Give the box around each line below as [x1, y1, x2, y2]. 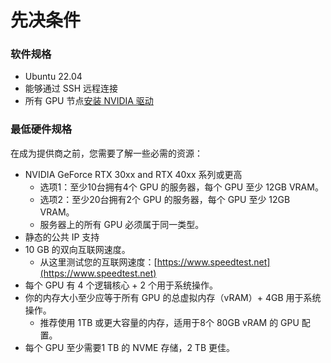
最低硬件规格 [10, 122, 73, 136]
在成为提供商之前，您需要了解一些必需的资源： [10, 147, 203, 159]
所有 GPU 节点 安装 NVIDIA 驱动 [24, 95, 154, 107]
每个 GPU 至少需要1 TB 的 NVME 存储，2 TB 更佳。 [24, 341, 235, 353]
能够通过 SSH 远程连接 [24, 82, 119, 95]
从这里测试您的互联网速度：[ [39, 256, 158, 268]
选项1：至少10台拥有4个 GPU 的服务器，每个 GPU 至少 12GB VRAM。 [39, 181, 324, 193]
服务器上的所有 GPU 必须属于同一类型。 [39, 218, 205, 230]
